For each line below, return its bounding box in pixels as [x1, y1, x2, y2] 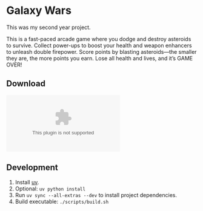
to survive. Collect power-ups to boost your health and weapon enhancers [6, 42, 192, 49]
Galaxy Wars [6, 4, 72, 18]
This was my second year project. [6, 24, 91, 31]
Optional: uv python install [15, 185, 86, 192]
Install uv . [15, 178, 39, 186]
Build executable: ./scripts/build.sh [15, 198, 109, 205]
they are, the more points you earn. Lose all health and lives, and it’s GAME [6, 54, 193, 62]
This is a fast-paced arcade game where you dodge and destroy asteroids [6, 35, 191, 42]
